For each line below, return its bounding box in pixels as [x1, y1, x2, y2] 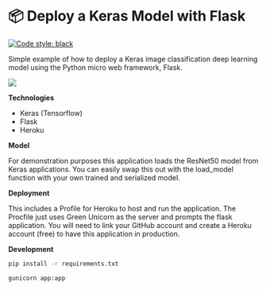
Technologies [8, 93, 55, 102]
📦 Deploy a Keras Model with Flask [8, 7, 246, 25]
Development [8, 244, 54, 253]
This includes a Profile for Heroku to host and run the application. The [8, 203, 237, 213]
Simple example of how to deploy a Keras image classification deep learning [8, 54, 258, 64]
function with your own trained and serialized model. [8, 172, 180, 182]
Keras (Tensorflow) [19, 108, 83, 118]
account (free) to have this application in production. [8, 229, 180, 238]
